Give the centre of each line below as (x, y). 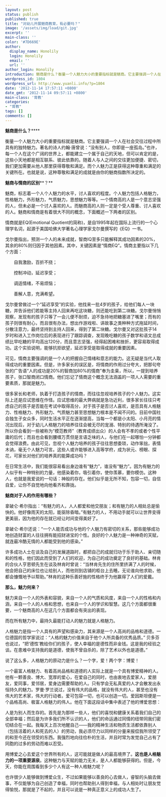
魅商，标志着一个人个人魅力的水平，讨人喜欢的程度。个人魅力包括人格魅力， (83, 193)
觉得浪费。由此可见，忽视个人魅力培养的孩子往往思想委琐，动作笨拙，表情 (85, 443)
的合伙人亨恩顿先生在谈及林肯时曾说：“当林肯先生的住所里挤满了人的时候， (82, 564)
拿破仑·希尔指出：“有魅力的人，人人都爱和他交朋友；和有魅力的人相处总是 (80, 506)
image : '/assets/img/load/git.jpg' (42, 28)
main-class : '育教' (24, 97)
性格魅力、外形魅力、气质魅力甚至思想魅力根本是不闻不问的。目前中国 (85, 412)
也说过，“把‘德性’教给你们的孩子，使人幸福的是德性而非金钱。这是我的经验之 (83, 644)
